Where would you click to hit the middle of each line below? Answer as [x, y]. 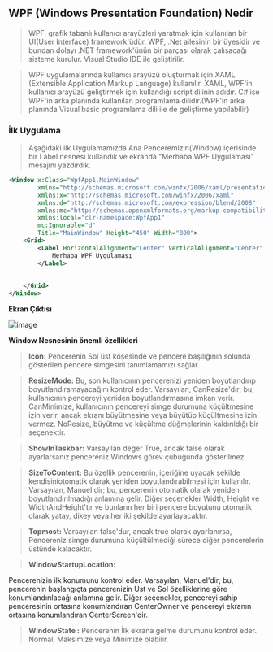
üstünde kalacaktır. [60, 549]
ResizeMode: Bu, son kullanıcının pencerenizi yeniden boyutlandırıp [142, 380]
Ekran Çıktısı [30, 309]
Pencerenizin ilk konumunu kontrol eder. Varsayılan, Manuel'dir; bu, [121, 580]
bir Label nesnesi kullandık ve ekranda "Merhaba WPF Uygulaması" [141, 157]
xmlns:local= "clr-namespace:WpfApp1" [101, 218]
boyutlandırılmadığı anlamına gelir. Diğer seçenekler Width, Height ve [144, 498]
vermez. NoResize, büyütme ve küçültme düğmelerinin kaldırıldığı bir [143, 424]
